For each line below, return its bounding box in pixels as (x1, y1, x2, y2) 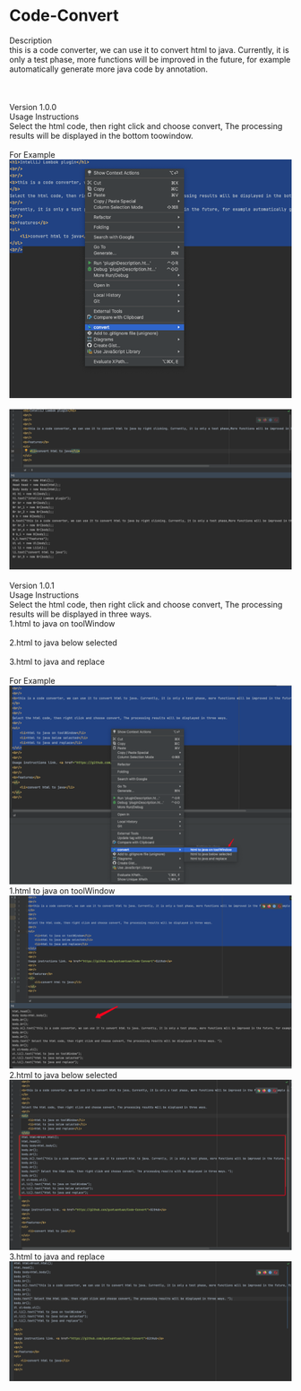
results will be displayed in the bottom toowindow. (9, 130, 194, 141)
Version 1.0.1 (9, 580, 56, 592)
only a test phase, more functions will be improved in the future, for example (9, 54, 291, 65)
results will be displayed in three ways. (9, 609, 152, 619)
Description (9, 35, 52, 46)
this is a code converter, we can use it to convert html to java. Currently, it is (9, 44, 289, 55)
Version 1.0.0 (9, 101, 57, 112)
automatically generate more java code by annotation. (9, 64, 209, 74)
